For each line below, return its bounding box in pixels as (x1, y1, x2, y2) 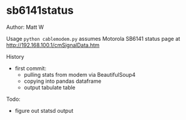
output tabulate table (23, 83, 76, 91)
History (6, 53, 25, 60)
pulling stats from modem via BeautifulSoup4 (23, 71, 136, 78)
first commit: (14, 64, 47, 72)
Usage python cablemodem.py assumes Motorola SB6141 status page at (6, 35, 181, 42)
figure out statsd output (14, 107, 74, 114)
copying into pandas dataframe (23, 77, 102, 85)
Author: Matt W (6, 23, 44, 31)
